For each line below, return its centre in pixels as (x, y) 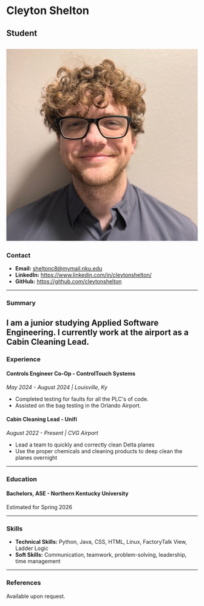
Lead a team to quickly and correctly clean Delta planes (85, 445)
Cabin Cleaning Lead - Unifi (42, 419)
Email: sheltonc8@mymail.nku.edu (59, 269)
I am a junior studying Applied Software (83, 322)
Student (22, 33)
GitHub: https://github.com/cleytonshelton (68, 281)
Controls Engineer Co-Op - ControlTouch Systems (71, 374)
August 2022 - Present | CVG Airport (52, 432)
